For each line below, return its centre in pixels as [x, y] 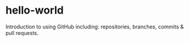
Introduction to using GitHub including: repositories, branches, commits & [95, 27]
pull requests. [22, 33]
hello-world [35, 10]
